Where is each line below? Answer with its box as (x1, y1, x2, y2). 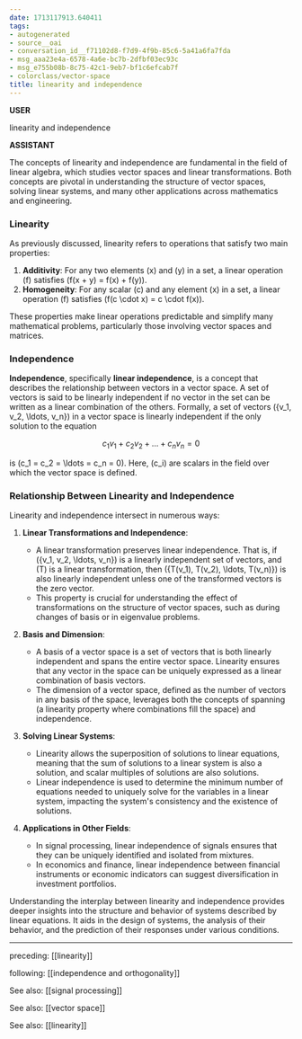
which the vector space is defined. (9, 467, 138, 478)
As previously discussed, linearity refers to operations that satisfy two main (9, 237, 289, 248)
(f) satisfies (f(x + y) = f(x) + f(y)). (22, 274, 147, 285)
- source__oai (9, 38, 63, 48)
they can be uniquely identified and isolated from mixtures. (35, 850, 254, 861)
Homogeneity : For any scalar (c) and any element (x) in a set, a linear (22, 284, 280, 295)
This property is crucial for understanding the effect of (35, 592, 238, 603)
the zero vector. (35, 583, 94, 594)
